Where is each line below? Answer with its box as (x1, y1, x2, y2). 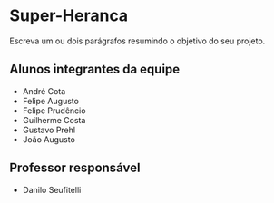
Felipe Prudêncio (22, 105, 86, 116)
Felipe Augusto (22, 95, 80, 106)
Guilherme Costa (22, 114, 86, 125)
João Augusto (22, 133, 75, 145)
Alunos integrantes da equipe (9, 62, 181, 77)
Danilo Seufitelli (22, 184, 82, 195)
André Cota (22, 85, 66, 96)
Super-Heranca (9, 5, 129, 26)
